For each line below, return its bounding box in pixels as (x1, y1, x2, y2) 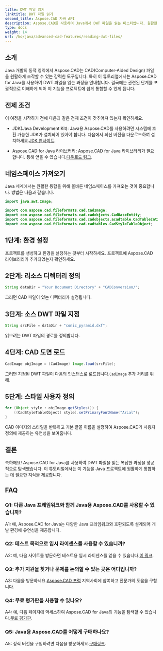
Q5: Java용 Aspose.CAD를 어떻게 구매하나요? (5, 629, 109, 635)
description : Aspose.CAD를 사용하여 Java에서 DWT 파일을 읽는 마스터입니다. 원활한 (5, 20, 158, 26)
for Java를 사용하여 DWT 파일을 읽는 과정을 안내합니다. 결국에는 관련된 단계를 (5, 79, 153, 85)
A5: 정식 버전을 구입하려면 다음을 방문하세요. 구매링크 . (5, 640, 107, 646)
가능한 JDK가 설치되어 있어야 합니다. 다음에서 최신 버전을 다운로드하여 (17, 131, 150, 137)
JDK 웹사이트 (29, 137, 55, 144)
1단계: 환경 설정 (5, 236, 49, 245)
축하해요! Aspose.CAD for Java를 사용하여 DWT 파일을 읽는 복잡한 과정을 (5, 459, 146, 465)
